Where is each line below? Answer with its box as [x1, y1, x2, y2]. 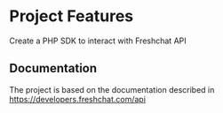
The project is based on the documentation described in [9, 84, 215, 94]
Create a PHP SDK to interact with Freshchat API [9, 35, 187, 46]
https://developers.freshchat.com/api [9, 94, 147, 104]
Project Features [9, 6, 134, 26]
